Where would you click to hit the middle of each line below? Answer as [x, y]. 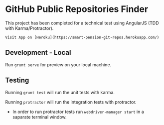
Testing [17, 80]
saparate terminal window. [39, 117]
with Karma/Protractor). [29, 28]
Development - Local [38, 53]
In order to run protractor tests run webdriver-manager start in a [78, 112]
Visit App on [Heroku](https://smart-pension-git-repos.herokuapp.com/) [82, 37]
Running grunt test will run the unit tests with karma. [60, 92]
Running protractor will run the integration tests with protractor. [71, 102]
